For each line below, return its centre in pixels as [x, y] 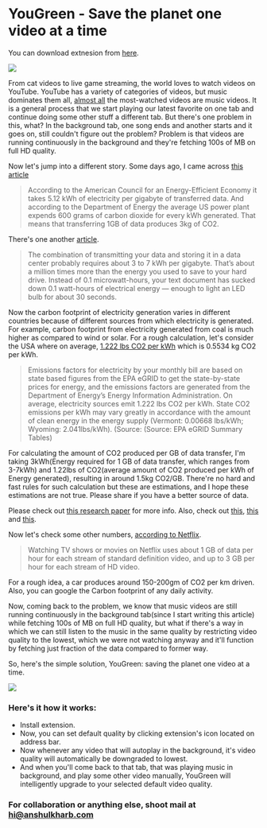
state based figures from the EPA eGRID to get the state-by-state [134, 378]
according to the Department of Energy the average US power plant [138, 207]
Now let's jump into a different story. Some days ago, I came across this [126, 166]
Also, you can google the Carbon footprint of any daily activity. [111, 590]
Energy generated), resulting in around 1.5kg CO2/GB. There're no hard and [132, 478]
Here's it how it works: [52, 707]
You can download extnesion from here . [74, 52]
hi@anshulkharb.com [51, 814]
